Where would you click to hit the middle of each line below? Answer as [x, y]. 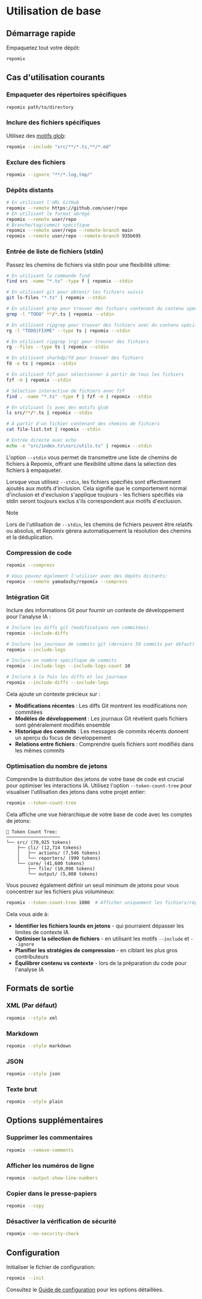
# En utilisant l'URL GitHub [43, 203]
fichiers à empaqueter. [34, 470]
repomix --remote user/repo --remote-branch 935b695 [74, 236]
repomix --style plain [35, 1102]
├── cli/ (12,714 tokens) [50, 848]
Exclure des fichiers [36, 162]
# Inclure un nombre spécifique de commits [62, 660]
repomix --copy [25, 1206]
